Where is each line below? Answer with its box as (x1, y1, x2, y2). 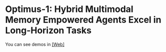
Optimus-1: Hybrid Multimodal (5, 3, 133, 15)
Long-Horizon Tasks (5, 25, 91, 36)
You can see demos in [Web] (5, 41, 65, 47)
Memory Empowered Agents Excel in (5, 14, 161, 25)
